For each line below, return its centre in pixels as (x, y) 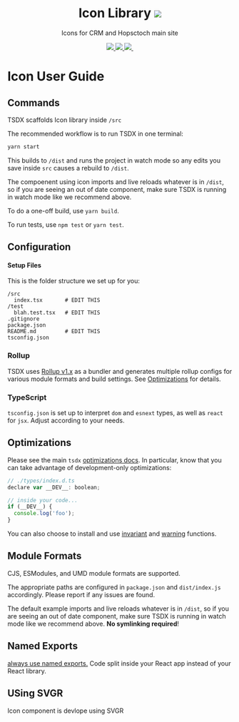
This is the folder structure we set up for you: (74, 281)
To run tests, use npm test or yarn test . (66, 224)
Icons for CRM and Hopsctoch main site (120, 33)
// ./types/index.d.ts (41, 481)
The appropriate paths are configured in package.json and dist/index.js (114, 587)
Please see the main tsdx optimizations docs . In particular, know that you (115, 460)
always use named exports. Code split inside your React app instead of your (119, 663)
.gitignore (24, 319)
